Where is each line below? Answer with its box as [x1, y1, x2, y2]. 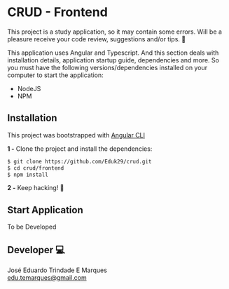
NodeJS [17, 84, 41, 93]
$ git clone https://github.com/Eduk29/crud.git [7, 158, 152, 165]
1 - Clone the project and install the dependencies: [7, 144, 153, 153]
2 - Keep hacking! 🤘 [7, 184, 64, 192]
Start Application [7, 204, 83, 216]
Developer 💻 [7, 243, 65, 256]
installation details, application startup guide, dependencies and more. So [7, 55, 219, 64]
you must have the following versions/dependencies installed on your [7, 63, 208, 72]
